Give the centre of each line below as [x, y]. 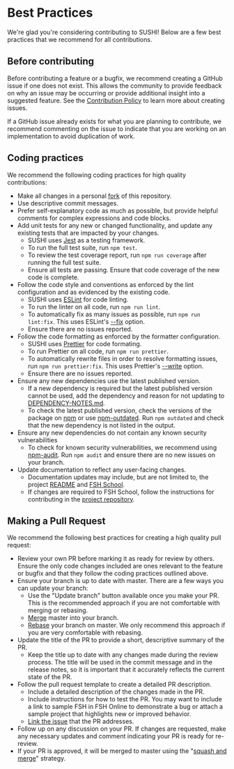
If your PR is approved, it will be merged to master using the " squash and [122, 751]
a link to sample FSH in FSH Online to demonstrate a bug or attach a [125, 707]
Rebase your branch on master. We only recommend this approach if [126, 626]
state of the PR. [50, 677]
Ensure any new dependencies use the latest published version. [109, 380]
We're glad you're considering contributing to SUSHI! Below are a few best [114, 32]
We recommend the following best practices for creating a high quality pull [114, 538]
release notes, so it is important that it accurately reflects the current [126, 669]
